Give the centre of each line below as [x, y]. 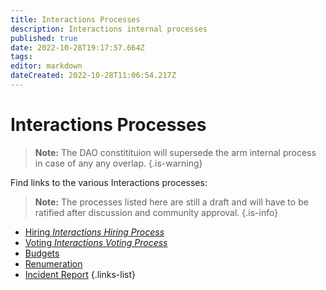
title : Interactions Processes [75, 19]
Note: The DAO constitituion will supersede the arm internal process [175, 152]
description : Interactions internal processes [109, 29]
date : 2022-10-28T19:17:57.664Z [77, 47]
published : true [44, 38]
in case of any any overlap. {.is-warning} [118, 163]
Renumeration [53, 263]
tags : [21, 57]
